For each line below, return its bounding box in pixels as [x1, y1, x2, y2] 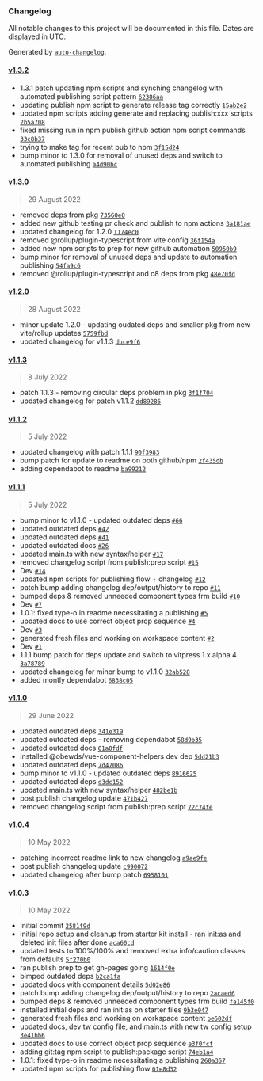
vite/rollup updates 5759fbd [19, 328, 109, 337]
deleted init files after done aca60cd [19, 938, 135, 947]
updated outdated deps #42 [19, 523, 109, 533]
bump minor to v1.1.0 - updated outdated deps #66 [19, 515, 183, 524]
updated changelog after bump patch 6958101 [19, 870, 169, 879]
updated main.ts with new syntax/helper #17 [19, 549, 164, 558]
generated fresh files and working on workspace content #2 [19, 633, 215, 642]
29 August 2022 [27, 194, 82, 204]
